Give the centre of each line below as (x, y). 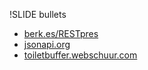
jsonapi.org (47, 44)
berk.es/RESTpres (61, 33)
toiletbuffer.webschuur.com (80, 55)
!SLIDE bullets (38, 14)
